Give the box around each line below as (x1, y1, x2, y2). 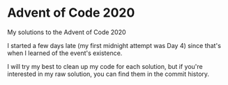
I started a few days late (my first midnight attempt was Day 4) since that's (7, 41, 222, 49)
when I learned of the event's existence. (7, 49, 123, 57)
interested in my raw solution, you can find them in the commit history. (7, 70, 210, 78)
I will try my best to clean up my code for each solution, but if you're (7, 62, 204, 70)
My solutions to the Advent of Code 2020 (7, 28, 127, 36)
